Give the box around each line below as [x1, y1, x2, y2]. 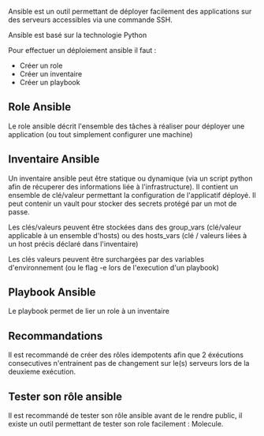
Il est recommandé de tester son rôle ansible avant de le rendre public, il [8, 411, 243, 420]
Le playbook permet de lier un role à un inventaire [8, 307, 169, 316]
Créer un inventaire [19, 69, 83, 78]
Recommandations [8, 329, 103, 342]
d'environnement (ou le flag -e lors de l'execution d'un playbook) [8, 263, 219, 272]
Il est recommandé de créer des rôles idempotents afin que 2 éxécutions [8, 350, 244, 360]
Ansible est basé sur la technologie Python [8, 31, 147, 39]
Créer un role [19, 61, 63, 70]
